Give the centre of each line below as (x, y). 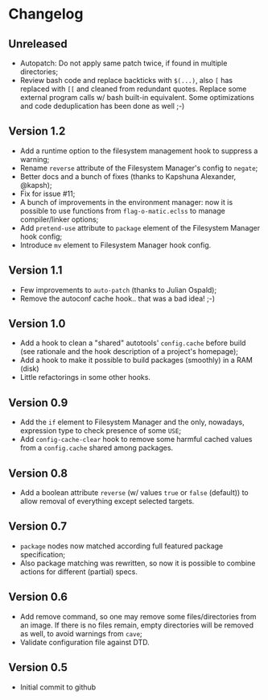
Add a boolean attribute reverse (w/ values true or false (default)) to (134, 493)
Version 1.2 (37, 131)
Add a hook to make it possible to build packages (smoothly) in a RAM (136, 360)
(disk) (29, 369)
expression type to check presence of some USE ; (101, 431)
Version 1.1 (35, 271)
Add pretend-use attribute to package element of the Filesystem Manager (140, 227)
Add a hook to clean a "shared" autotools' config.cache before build (133, 343)
